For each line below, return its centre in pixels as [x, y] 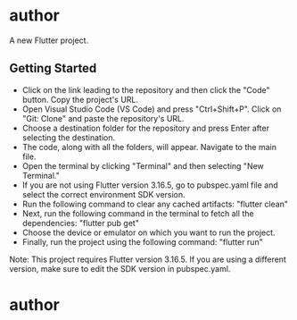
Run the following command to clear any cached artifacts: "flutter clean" [155, 204]
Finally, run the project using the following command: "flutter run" [142, 241]
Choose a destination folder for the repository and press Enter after [146, 128]
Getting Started [53, 68]
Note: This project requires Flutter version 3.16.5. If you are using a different [148, 259]
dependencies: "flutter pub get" [81, 223]
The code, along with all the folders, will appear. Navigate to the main [149, 147]
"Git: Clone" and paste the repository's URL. [103, 118]
